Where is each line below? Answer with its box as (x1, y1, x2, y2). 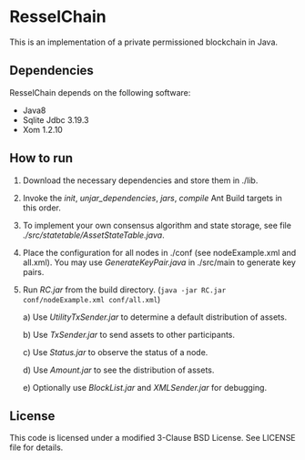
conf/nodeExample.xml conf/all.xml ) (22, 293, 161, 304)
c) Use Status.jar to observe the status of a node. (22, 346, 208, 357)
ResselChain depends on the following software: (9, 87, 191, 97)
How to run (9, 150, 74, 166)
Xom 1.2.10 (22, 124, 64, 135)
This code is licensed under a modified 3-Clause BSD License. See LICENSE (9, 433, 296, 444)
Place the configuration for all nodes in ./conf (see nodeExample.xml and (22, 247, 297, 258)
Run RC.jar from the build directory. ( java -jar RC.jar (22, 284, 227, 295)
